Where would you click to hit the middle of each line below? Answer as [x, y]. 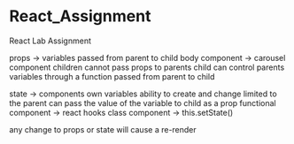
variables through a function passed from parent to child [112, 76]
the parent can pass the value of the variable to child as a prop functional [143, 102]
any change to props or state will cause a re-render [103, 129]
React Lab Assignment [50, 41]
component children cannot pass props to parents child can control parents [147, 67]
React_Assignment [80, 16]
